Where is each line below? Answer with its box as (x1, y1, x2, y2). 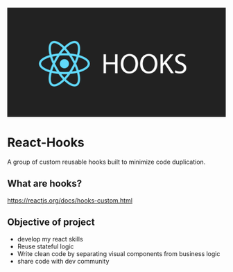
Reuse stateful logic (17, 242, 74, 250)
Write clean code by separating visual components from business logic (17, 249, 221, 257)
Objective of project (7, 216, 95, 228)
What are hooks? (7, 178, 82, 189)
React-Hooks (7, 135, 85, 151)
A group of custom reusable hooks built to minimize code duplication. (7, 158, 206, 166)
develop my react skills (17, 235, 83, 243)
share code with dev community (17, 257, 110, 265)
